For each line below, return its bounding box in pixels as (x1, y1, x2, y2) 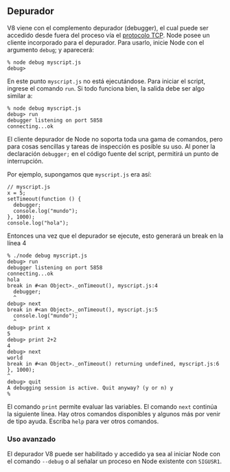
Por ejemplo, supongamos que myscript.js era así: (7, 170, 152, 178)
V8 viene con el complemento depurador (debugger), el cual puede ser (7, 23, 209, 32)
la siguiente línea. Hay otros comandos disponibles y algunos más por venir (7, 409, 221, 418)
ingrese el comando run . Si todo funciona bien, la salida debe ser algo (7, 84, 205, 92)
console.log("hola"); (7, 219, 69, 226)
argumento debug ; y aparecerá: (7, 45, 94, 54)
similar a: (7, 91, 33, 100)
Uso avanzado (7, 434, 56, 444)
